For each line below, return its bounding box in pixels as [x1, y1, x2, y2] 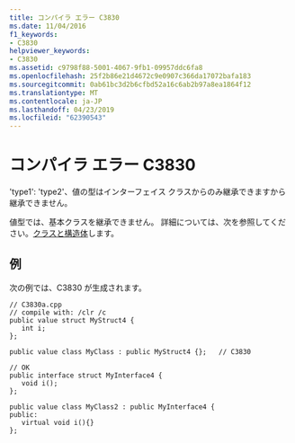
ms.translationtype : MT [9, 88, 99, 97]
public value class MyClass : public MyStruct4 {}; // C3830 [9, 347, 252, 356]
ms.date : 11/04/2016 [9, 22, 87, 31]
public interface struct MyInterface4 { [9, 370, 164, 380]
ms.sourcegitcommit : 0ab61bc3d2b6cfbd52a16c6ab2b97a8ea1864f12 [9, 80, 252, 89]
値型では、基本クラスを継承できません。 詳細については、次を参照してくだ [9, 217, 286, 227]
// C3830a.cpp [9, 300, 63, 309]
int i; [21, 323, 47, 332]
